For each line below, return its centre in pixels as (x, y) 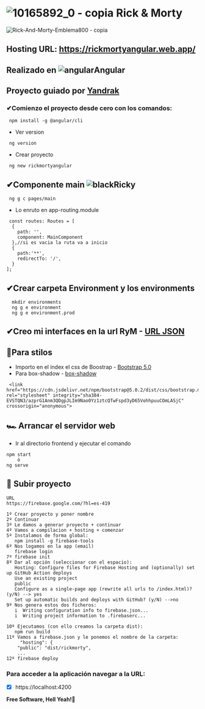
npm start (19, 455)
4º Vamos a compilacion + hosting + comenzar (65, 530)
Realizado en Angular (66, 70)
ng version (23, 144)
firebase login (34, 551)
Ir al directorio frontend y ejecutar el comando (73, 444)
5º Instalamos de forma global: (47, 535)
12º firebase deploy (33, 658)
